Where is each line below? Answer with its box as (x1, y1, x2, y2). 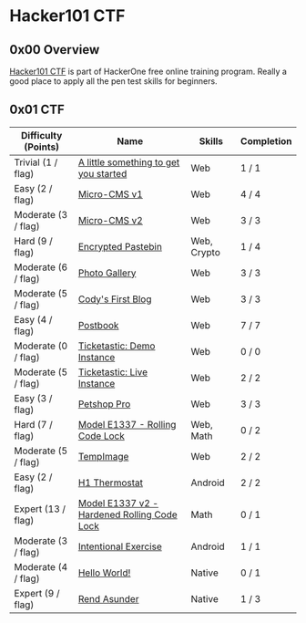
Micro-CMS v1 (77, 188, 143, 201)
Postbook (77, 318, 119, 331)
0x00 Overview (9, 42, 100, 57)
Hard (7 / (14, 418, 53, 431)
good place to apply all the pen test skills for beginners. (9, 76, 218, 87)
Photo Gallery (77, 266, 137, 279)
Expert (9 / (14, 587, 60, 599)
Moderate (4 (14, 560, 68, 573)
